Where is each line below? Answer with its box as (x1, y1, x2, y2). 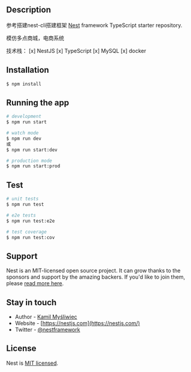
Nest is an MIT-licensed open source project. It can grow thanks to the (6, 267, 181, 274)
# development (6, 114, 42, 120)
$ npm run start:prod (6, 163, 61, 169)
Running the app (6, 98, 69, 108)
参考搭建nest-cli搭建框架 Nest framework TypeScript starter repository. (6, 21, 183, 29)
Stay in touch (6, 297, 57, 308)
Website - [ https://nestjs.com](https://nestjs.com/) (14, 320, 140, 327)
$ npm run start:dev (6, 147, 58, 153)
